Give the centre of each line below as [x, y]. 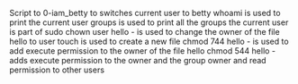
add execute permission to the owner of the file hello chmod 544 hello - [143, 51]
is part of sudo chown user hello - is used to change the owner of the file [145, 32]
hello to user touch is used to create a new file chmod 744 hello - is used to [149, 41]
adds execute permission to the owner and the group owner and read [138, 60]
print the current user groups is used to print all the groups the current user [149, 22]
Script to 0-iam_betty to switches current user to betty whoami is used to [145, 13]
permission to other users [57, 70]
